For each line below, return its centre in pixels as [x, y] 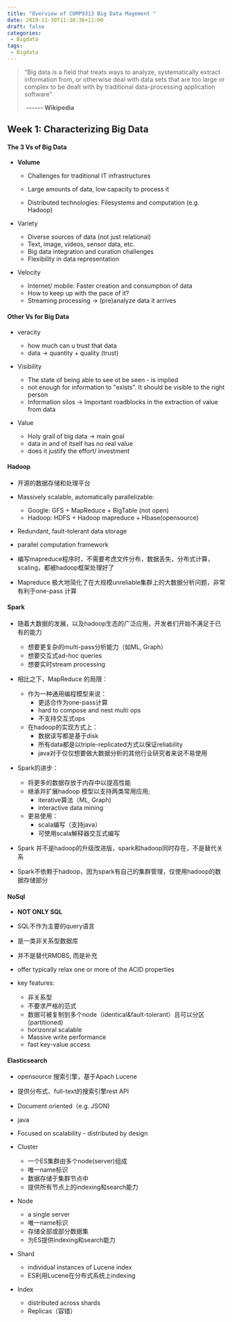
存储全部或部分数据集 [58, 1231]
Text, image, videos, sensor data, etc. [81, 244]
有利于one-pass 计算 [47, 591]
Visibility [29, 366]
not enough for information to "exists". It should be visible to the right [126, 387]
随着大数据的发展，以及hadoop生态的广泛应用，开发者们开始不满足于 [116, 624]
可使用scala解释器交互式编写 [79, 834]
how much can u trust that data [72, 345]
